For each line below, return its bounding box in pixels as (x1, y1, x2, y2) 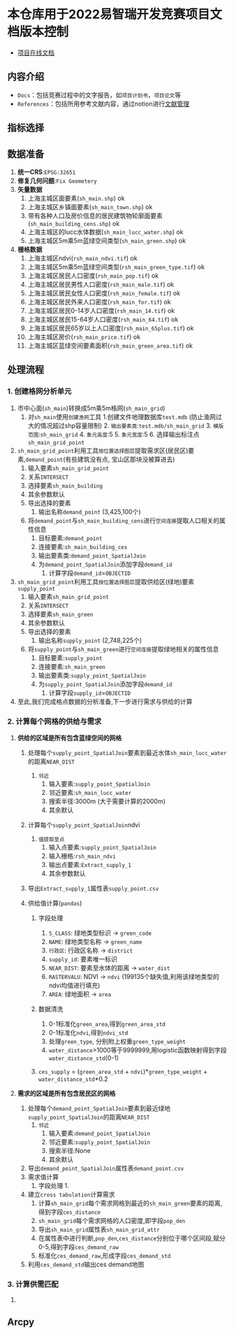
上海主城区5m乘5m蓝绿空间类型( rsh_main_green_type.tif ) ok (27, 262, 205, 271)
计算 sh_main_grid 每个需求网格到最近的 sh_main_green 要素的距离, (38, 1199, 223, 1207)
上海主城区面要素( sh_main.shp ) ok (27, 194, 125, 202)
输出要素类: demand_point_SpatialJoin (38, 551, 147, 560)
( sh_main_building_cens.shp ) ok (27, 219, 120, 227)
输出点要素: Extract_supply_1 (48, 860, 131, 868)
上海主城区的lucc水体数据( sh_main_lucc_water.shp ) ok (27, 227, 184, 236)
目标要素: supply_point (38, 654, 103, 662)
